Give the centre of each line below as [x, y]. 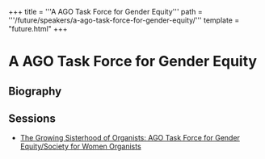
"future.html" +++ [38, 29]
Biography [35, 91]
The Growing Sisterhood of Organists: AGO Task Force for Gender [130, 138]
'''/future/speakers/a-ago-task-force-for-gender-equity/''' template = [124, 20]
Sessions [32, 118]
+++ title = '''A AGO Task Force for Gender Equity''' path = [106, 12]
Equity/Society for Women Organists [80, 146]
